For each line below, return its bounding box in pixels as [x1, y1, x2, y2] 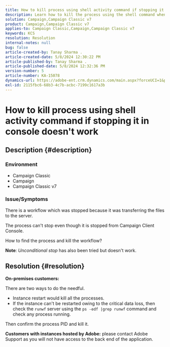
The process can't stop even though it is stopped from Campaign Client [5, 222, 154, 228]
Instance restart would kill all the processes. [12, 295, 105, 301]
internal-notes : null [5, 40, 51, 45]
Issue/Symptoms [5, 195, 48, 203]
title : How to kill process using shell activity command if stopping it [5, 7, 164, 13]
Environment [5, 161, 38, 168]
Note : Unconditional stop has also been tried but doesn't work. [5, 247, 137, 253]
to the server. [5, 213, 33, 219]
